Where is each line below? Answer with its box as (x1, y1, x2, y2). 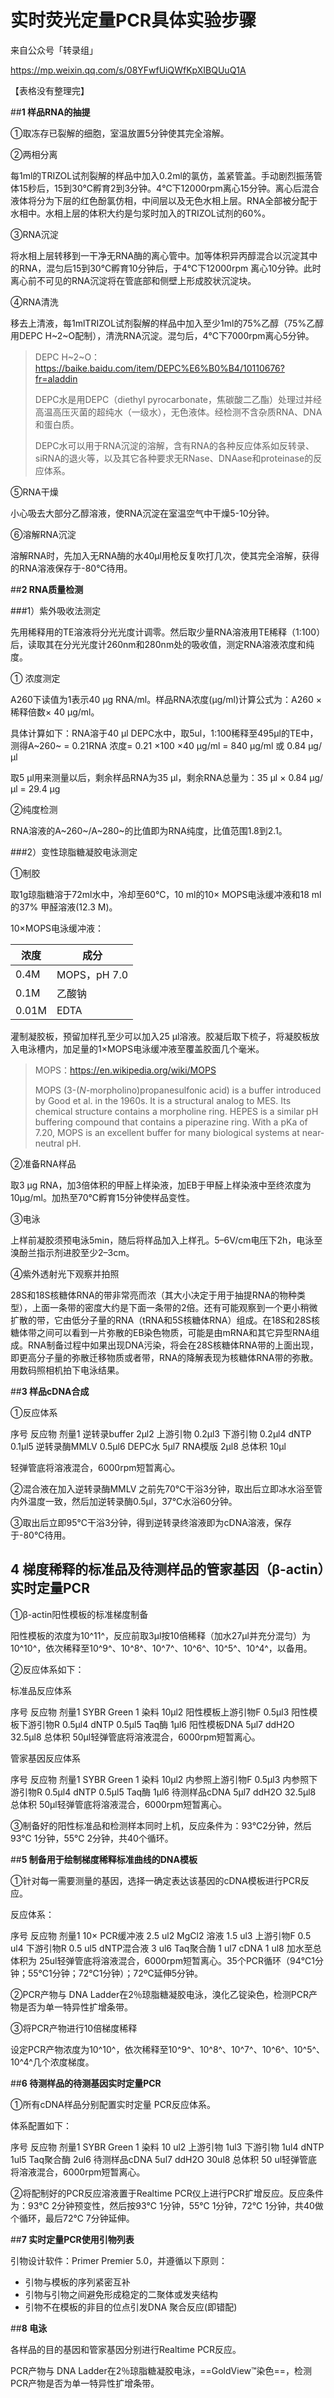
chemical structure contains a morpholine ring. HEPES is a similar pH (34, 1105, 319, 1117)
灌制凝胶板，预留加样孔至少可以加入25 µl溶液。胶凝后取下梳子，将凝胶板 (10, 1030, 312, 1042)
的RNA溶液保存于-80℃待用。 (10, 562, 133, 574)
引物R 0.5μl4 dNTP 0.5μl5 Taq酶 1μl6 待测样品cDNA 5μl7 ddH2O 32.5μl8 (18, 1786, 317, 1798)
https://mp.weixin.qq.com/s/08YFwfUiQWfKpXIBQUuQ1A (10, 64, 247, 76)
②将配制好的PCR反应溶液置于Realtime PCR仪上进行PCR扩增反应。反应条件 (10, 2187, 324, 2199)
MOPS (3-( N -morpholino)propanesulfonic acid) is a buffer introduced (34, 1084, 322, 1096)
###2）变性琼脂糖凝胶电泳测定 (10, 846, 138, 858)
